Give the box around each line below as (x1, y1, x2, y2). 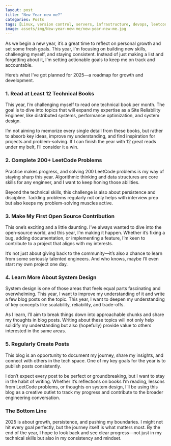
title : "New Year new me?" (5, 12, 63, 17)
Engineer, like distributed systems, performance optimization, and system (5, 113, 159, 119)
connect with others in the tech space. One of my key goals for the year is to (5, 357, 166, 363)
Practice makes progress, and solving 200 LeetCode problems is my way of (5, 168, 164, 174)
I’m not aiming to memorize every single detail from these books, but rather (5, 128, 163, 134)
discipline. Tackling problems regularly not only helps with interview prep (5, 194, 159, 200)
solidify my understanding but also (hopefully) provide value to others (5, 322, 152, 329)
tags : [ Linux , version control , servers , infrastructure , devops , (5, 21, 149, 27)
